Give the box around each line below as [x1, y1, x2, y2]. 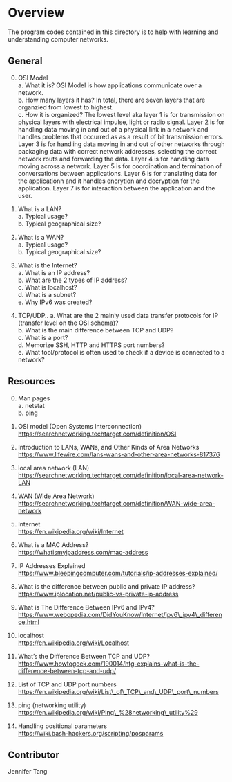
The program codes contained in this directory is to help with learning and [8, 28, 219, 36]
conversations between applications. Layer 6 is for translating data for [17, 169, 217, 177]
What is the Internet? [17, 261, 78, 269]
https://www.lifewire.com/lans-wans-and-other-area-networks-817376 [17, 450, 220, 459]
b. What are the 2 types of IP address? [17, 276, 128, 284]
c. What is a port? [17, 333, 68, 341]
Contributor [8, 749, 59, 761]
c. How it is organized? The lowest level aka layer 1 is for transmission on [17, 110, 225, 118]
